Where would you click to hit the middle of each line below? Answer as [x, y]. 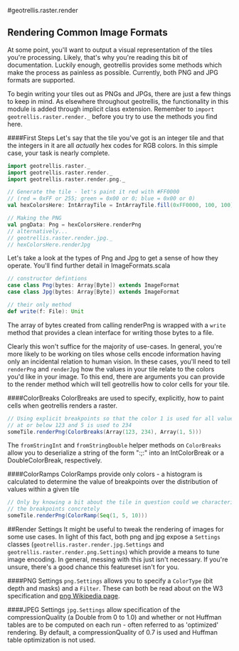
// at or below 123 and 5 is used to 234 [70, 425]
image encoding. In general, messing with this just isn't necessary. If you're [118, 560]
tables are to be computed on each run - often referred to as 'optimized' [113, 625]
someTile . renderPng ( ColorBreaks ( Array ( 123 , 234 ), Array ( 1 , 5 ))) [105, 432]
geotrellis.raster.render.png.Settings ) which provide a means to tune [113, 552]
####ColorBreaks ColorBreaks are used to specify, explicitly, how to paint [116, 398]
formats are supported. [41, 80]
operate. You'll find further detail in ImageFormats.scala [89, 265]
